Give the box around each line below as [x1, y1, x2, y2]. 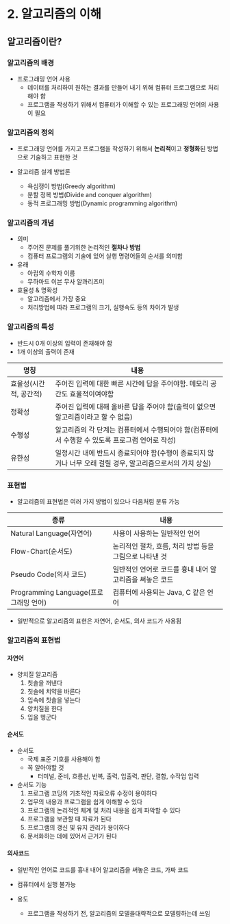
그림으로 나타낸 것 [112, 552, 168, 561]
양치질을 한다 [27, 704, 63, 713]
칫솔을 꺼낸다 [27, 679, 63, 687]
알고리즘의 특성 [7, 322, 55, 332]
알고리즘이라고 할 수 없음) [55, 412, 133, 422]
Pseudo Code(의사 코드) [10, 569, 87, 579]
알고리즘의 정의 [7, 127, 55, 137]
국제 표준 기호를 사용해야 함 [27, 755, 101, 763]
